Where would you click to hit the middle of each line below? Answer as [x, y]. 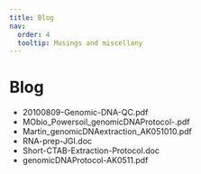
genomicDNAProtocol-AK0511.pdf [85, 160]
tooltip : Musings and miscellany [80, 43]
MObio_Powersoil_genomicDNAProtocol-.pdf [106, 122]
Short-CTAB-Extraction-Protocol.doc [91, 151]
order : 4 [34, 34]
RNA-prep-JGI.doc [57, 142]
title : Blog [32, 18]
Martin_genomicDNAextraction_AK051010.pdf [107, 132]
